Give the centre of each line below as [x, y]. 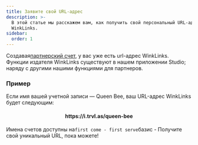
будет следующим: [30, 103]
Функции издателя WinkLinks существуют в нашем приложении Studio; [96, 62]
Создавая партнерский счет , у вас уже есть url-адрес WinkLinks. [88, 56]
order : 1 [22, 39]
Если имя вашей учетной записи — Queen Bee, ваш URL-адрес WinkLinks [99, 96]
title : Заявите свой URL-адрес [44, 11]
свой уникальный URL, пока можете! [52, 136]
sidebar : [17, 34]
